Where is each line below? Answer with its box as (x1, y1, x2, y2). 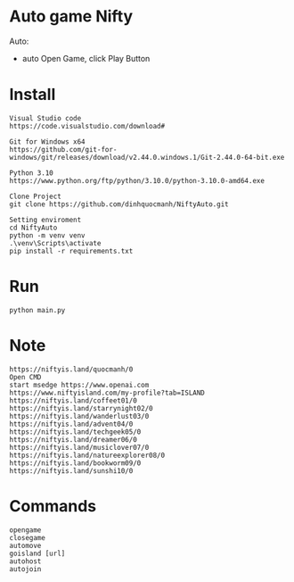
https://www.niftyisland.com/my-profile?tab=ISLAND (9, 388, 205, 397)
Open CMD (9, 372, 42, 381)
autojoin (9, 564, 42, 573)
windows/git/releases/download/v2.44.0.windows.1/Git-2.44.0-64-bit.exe (9, 153, 285, 162)
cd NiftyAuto (9, 223, 58, 232)
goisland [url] (9, 549, 66, 558)
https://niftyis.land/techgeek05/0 (9, 427, 142, 436)
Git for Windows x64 (9, 137, 86, 146)
